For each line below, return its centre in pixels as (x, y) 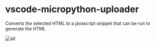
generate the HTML (25, 28)
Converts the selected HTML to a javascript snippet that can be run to (78, 23)
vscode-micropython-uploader (72, 9)
